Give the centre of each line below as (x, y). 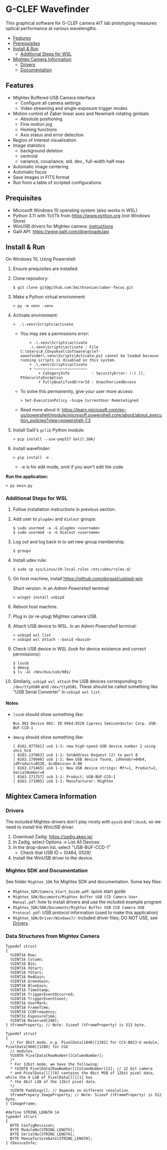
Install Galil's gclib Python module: (49, 430)
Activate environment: (36, 315)
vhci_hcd (22, 751)
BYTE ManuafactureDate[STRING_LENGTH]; (51, 1139)
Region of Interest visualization (44, 140)
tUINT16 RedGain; (28, 977)
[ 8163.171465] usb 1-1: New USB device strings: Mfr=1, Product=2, (85, 768)
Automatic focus (30, 172)
